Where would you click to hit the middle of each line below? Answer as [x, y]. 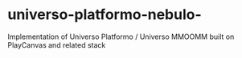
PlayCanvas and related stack [57, 44]
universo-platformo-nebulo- [105, 15]
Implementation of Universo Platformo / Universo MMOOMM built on [121, 37]
